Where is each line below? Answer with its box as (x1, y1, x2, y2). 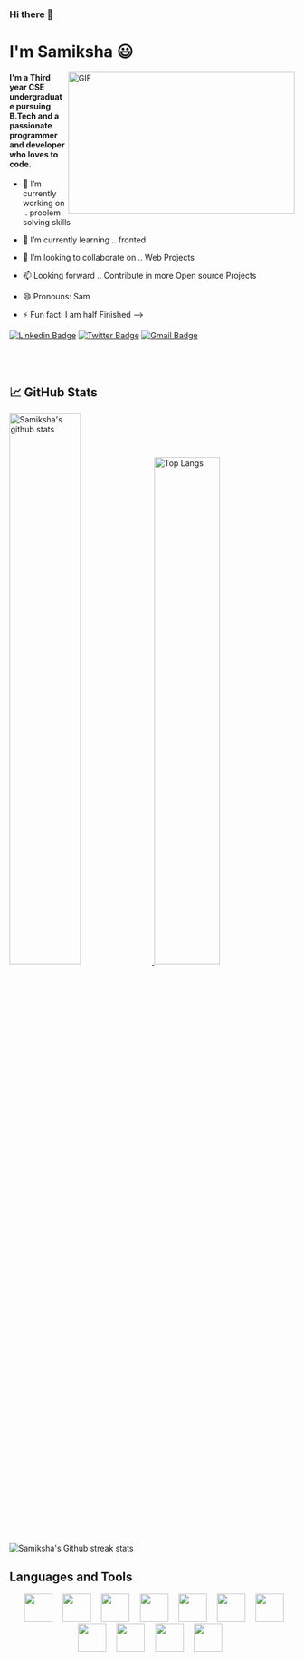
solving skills (22, 217, 71, 228)
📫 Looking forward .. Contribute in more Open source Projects (22, 271, 257, 281)
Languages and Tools (9, 1569, 133, 1584)
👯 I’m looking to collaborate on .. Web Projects (22, 252, 195, 263)
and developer (9, 139, 65, 150)
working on (22, 198, 65, 209)
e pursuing (9, 100, 52, 111)
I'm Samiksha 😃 (9, 42, 134, 62)
